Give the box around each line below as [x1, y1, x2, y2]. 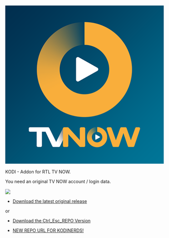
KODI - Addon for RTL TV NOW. [5, 169, 71, 175]
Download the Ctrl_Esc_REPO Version [12, 218, 91, 224]
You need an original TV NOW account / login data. [5, 179, 111, 184]
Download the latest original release [12, 198, 87, 204]
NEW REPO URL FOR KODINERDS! [12, 227, 84, 233]
